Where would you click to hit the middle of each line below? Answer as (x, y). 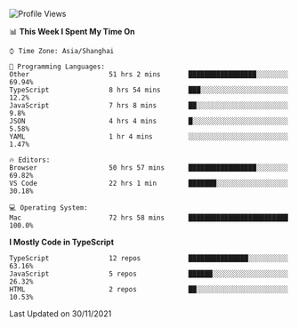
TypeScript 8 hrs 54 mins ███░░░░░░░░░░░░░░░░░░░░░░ (149, 90)
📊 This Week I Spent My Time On (72, 32)
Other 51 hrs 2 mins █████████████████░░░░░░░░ (149, 75)
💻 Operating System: (49, 208)
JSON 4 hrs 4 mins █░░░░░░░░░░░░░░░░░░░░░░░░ (149, 121)
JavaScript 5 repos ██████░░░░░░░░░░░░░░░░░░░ (149, 274)
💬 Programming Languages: (57, 67)
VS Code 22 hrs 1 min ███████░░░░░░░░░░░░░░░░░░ (149, 183)
